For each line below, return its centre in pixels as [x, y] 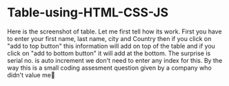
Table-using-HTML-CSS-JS [88, 13]
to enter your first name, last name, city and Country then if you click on [109, 38]
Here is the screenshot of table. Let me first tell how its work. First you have [114, 31]
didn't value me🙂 [31, 75]
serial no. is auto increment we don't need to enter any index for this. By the [115, 60]
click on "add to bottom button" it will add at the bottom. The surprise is [109, 53]
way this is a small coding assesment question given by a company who [109, 68]
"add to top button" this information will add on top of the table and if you [111, 46]
